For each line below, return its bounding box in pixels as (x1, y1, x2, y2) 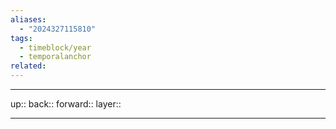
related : (10, 61, 47, 71)
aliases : (10, 14, 47, 25)
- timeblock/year (19, 42, 92, 53)
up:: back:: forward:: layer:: (10, 98, 122, 110)
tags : (10, 33, 33, 43)
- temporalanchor (19, 52, 92, 62)
